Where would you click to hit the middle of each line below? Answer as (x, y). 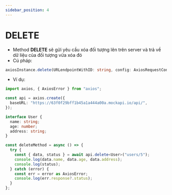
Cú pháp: (22, 60)
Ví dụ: (19, 79)
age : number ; (24, 126)
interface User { (24, 117)
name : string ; (25, 122)
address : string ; (28, 131)
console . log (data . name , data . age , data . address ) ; (69, 159)
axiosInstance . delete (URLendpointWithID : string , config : (68, 70)
